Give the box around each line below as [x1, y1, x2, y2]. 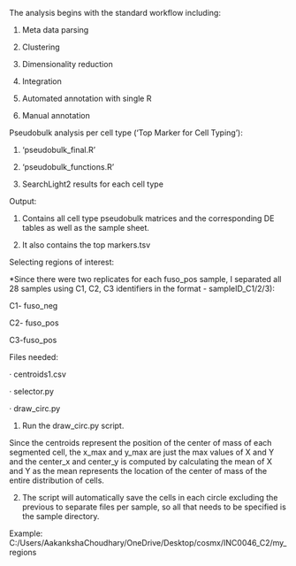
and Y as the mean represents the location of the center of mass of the [9, 466, 268, 476]
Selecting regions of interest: [9, 256, 115, 267]
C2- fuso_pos [9, 317, 59, 328]
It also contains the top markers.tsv [21, 240, 151, 250]
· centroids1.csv [9, 369, 66, 379]
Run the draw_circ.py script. [21, 420, 125, 431]
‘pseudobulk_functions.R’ [21, 162, 115, 172]
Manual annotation [21, 111, 90, 120]
